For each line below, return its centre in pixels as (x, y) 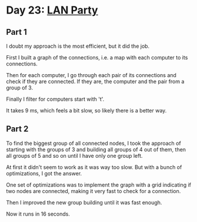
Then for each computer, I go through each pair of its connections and (91, 75)
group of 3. (20, 88)
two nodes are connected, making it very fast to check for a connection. (94, 191)
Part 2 (17, 129)
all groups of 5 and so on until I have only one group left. (74, 155)
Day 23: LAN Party (52, 10)
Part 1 (17, 32)
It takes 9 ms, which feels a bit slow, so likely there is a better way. (86, 110)
